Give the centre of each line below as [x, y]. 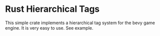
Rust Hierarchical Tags [52, 9]
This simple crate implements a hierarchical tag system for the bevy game [80, 23]
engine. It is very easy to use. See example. [49, 28]
